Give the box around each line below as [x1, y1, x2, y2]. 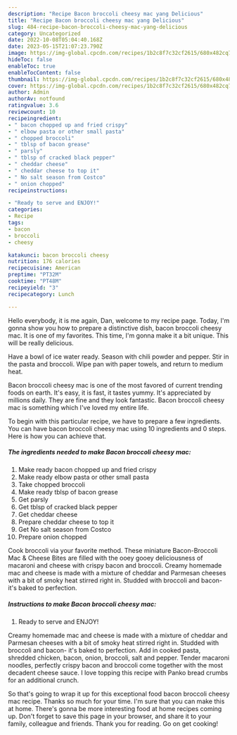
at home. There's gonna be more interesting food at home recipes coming [8, 705, 222, 713]
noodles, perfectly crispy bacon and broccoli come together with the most [8, 661, 224, 670]
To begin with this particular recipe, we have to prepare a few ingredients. [8, 416, 222, 426]
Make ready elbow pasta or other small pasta [18, 473, 150, 482]
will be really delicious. [8, 338, 75, 347]
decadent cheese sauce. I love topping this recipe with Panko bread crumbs [8, 669, 229, 677]
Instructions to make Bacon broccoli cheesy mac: [8, 600, 157, 608]
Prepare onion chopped [18, 532, 87, 542]
